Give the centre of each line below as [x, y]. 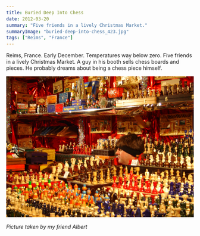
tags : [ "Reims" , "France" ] [40, 38]
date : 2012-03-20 [28, 19]
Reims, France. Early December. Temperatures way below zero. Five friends [99, 55]
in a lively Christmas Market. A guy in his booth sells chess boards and [93, 62]
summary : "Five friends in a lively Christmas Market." [77, 25]
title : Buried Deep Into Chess [45, 13]
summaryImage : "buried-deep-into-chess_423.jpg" [68, 32]
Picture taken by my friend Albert [47, 227]
